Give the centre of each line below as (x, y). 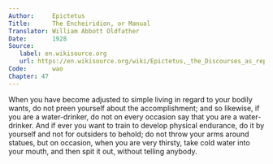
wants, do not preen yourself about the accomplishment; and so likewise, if (134, 108)
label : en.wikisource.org (63, 54)
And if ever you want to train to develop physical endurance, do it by (150, 125)
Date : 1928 (38, 39)
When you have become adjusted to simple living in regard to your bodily (131, 99)
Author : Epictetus (47, 16)
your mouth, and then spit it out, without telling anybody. (103, 151)
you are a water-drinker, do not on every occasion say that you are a (123, 117)
